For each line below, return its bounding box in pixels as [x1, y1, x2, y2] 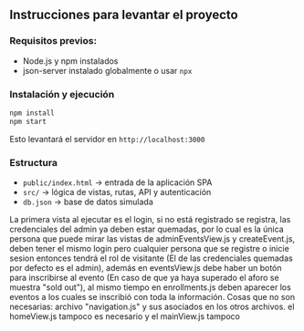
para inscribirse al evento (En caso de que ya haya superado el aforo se [9, 273, 280, 284]
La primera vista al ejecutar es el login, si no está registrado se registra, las [9, 214, 291, 225]
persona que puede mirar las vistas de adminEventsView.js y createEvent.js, [9, 233, 295, 244]
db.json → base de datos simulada [22, 196, 153, 208]
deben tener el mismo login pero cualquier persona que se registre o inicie [9, 243, 289, 254]
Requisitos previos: [9, 35, 98, 47]
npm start [9, 117, 47, 126]
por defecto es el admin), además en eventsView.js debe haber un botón [9, 263, 282, 274]
